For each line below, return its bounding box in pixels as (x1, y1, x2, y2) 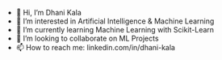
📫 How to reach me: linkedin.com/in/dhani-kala (15, 43, 176, 52)
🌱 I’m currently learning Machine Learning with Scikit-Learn (15, 25, 215, 34)
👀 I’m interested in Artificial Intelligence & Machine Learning (15, 16, 215, 26)
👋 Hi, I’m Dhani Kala (15, 8, 82, 17)
